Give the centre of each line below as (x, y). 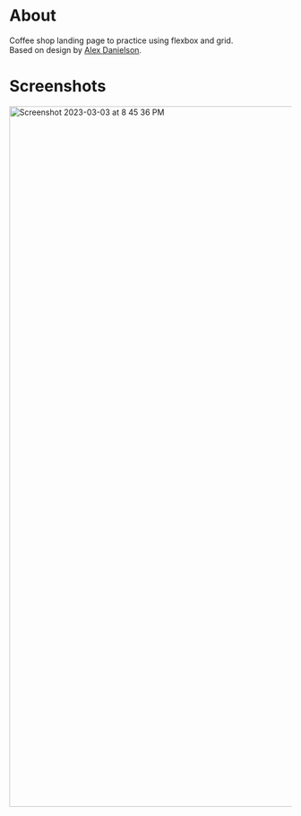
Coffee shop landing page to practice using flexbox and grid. (121, 40)
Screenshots (58, 87)
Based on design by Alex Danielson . (75, 49)
